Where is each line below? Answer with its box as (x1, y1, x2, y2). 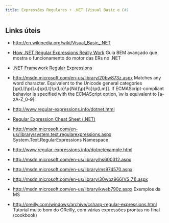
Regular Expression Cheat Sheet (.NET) (12, 116, 96, 122)
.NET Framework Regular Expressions (12, 65, 92, 71)
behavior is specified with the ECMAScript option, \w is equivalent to (12, 91, 157, 97)
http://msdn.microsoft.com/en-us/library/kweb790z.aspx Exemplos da (12, 186, 161, 192)
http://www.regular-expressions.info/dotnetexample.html (12, 147, 133, 153)
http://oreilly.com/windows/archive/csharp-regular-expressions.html (12, 202, 157, 208)
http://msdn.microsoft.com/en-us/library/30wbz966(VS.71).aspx (12, 176, 148, 182)
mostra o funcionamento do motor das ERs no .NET (12, 55, 121, 61)
